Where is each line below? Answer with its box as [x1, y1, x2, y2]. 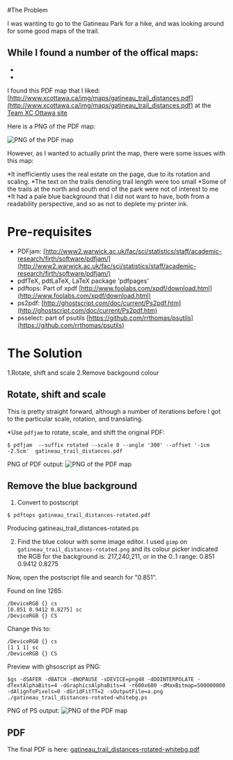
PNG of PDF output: [7, 460, 64, 468]
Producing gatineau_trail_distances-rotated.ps [7, 524, 139, 532]
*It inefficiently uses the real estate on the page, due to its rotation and [7, 170, 211, 178]
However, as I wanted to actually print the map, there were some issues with [7, 149, 226, 157]
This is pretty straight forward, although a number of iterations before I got [7, 407, 221, 415]
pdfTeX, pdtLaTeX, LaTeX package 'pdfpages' [17, 277, 150, 285]
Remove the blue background [7, 480, 138, 492]
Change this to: [7, 625, 51, 633]
